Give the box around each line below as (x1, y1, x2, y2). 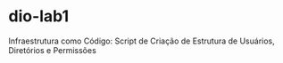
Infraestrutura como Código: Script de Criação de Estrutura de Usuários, (8, 35, 275, 46)
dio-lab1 (8, 6, 70, 27)
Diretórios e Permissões (8, 44, 97, 55)
